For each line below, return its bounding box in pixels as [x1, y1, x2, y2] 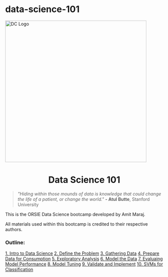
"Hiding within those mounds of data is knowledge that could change [17, 190, 161, 197]
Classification [5, 266, 34, 272]
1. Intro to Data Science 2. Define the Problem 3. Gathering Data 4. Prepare [5, 250, 159, 256]
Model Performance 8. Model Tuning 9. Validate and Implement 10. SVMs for [5, 261, 163, 267]
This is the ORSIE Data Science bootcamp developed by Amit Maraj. [5, 211, 145, 217]
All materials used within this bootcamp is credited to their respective [5, 221, 148, 227]
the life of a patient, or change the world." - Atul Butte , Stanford [17, 196, 150, 202]
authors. [5, 226, 23, 232]
